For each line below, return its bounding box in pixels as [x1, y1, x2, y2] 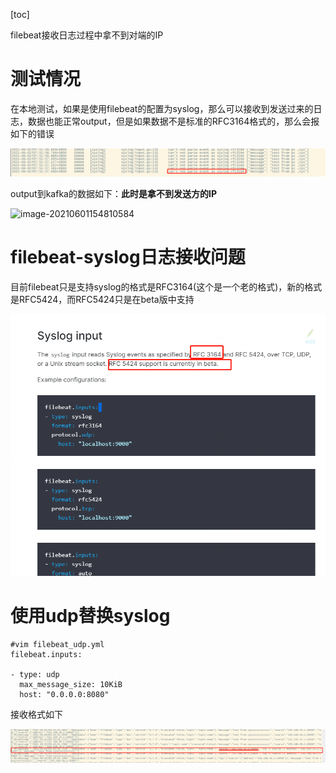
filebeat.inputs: [10, 649, 83, 659]
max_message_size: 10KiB [19, 679, 123, 689]
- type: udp [10, 669, 60, 679]
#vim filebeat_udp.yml [10, 639, 105, 649]
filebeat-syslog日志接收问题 [10, 246, 246, 269]
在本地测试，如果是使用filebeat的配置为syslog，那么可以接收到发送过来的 [10, 102, 314, 114]
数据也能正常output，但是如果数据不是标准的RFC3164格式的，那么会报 [27, 115, 320, 127]
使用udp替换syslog [10, 605, 171, 628]
